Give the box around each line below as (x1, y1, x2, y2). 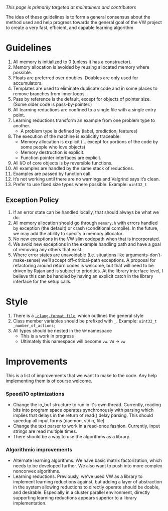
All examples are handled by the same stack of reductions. (13, 165, 134, 171)
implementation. (13, 500, 47, 506)
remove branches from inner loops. (13, 90, 86, 97)
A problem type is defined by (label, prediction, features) (20, 128, 138, 134)
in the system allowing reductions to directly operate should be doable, (13, 484, 160, 490)
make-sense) (13, 257, 41, 263)
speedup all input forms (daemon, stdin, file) (13, 417, 105, 423)
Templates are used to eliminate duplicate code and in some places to (13, 85, 157, 91)
